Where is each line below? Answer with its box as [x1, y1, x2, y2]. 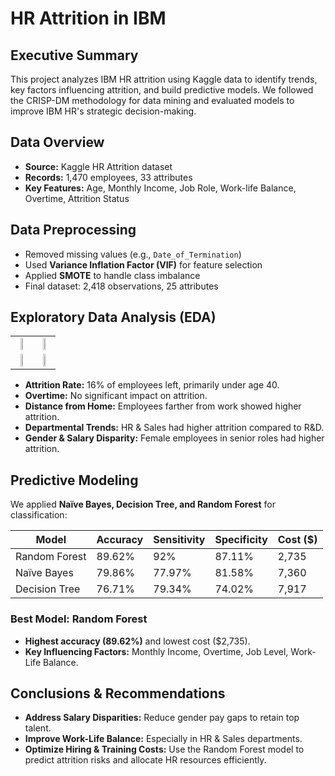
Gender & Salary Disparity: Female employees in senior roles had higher [24, 432, 325, 444]
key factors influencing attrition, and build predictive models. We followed [10, 84, 314, 96]
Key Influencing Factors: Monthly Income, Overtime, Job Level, [24, 645, 289, 657]
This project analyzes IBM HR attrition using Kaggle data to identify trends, [10, 73, 318, 85]
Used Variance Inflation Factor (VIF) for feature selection [24, 258, 263, 271]
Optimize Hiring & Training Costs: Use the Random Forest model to [24, 743, 305, 756]
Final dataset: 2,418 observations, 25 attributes [24, 280, 219, 292]
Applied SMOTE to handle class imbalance [24, 269, 201, 281]
